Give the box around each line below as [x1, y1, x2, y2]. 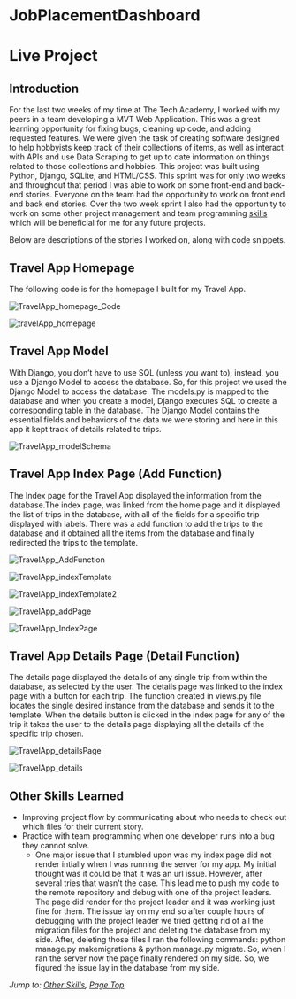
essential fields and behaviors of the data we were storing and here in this [9, 414, 278, 425]
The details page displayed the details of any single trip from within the [9, 672, 268, 683]
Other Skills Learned [9, 788, 125, 803]
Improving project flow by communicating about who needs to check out [21, 812, 287, 823]
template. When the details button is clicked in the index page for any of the [9, 709, 285, 720]
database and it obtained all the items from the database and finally [9, 528, 254, 538]
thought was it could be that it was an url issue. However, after [34, 869, 263, 879]
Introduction [9, 81, 80, 96]
